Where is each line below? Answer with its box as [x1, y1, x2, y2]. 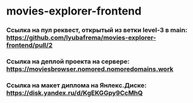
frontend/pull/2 [6, 41, 53, 50]
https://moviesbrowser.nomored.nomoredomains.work [6, 65, 174, 73]
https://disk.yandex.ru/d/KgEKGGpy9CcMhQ [6, 88, 143, 97]
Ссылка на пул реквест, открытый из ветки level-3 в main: [6, 26, 188, 35]
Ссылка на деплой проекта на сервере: [6, 58, 130, 66]
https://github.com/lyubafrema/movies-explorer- [6, 33, 157, 42]
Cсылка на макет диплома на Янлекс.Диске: [6, 81, 147, 89]
